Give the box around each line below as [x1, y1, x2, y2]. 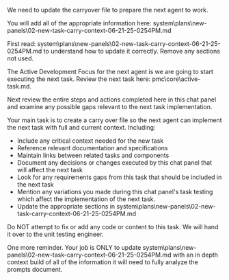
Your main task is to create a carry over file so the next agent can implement [7, 116, 222, 124]
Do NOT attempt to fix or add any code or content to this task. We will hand [7, 223, 219, 231]
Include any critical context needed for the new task [16, 137, 164, 145]
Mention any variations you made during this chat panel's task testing [16, 188, 213, 196]
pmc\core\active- [152, 75, 201, 83]
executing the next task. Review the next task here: [7, 75, 151, 83]
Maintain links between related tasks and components [16, 151, 170, 159]
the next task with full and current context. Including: [7, 124, 156, 131]
